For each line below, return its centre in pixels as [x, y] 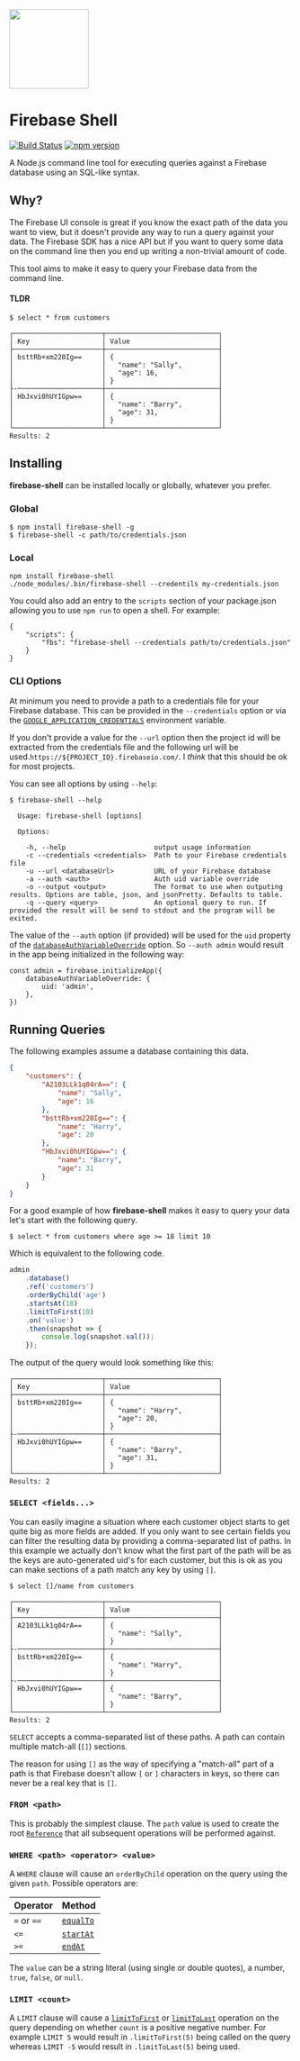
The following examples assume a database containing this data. [129, 1051]
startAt [78, 1934]
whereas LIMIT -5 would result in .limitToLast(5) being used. [125, 2047]
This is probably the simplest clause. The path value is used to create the [145, 1823]
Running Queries [57, 1030]
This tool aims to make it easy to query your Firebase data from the [133, 268]
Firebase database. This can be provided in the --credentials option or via [148, 710]
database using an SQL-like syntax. [75, 172]
